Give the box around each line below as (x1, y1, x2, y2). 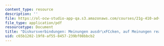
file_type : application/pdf (5, 20, 62, 25)
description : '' (5, 11, 38, 16)
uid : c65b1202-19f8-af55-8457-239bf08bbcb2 (5, 34, 95, 39)
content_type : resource (5, 7, 54, 12)
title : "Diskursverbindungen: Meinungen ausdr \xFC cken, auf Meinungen (5, 29, 152, 34)
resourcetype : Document (5, 25, 54, 30)
